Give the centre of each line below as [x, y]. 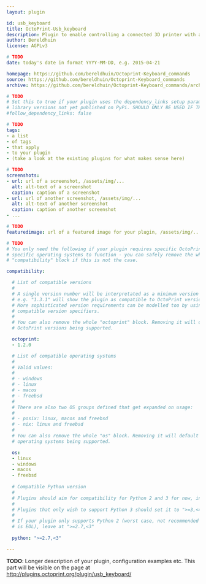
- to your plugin [29, 153]
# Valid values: [32, 367]
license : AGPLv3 [27, 46]
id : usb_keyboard [29, 23]
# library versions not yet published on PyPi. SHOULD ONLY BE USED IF [100, 108]
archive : [17, 85]
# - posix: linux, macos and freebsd [60, 419]
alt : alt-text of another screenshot [60, 204]
